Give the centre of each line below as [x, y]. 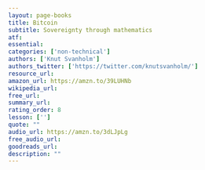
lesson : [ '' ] [29, 118]
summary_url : [29, 103]
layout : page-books [40, 15]
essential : [26, 45]
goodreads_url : [33, 146]
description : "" [35, 154]
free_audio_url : [35, 139]
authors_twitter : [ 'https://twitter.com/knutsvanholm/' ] [103, 67]
